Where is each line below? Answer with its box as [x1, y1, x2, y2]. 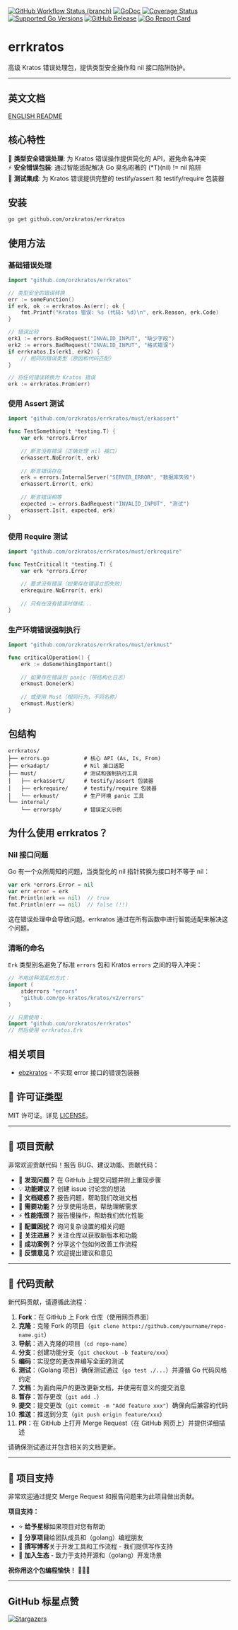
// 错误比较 [8, 329, 40, 336]
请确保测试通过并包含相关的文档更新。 [8, 1443, 119, 1451]
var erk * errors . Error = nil [8, 881, 94, 889]
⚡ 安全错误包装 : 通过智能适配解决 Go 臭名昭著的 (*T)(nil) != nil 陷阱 [8, 163, 202, 171]
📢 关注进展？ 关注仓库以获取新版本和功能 [18, 1230, 138, 1239]
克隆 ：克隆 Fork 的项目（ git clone [18, 1322, 119, 1330]
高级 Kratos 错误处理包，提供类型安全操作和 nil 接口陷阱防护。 [8, 63, 189, 71]
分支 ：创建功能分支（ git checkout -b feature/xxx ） [18, 1348, 172, 1357]
